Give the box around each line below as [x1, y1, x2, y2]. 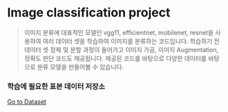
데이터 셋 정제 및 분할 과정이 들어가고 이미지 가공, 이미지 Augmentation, [23, 45, 219, 54]
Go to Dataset [7, 98, 47, 106]
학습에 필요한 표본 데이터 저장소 [7, 81, 106, 91]
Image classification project [7, 5, 171, 21]
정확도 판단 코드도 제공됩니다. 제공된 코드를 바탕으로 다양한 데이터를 [23, 54, 207, 63]
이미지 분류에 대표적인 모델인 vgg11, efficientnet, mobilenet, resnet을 [23, 28, 214, 36]
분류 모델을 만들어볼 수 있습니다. [37, 63, 124, 71]
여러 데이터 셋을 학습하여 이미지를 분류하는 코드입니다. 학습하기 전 [42, 36, 220, 45]
